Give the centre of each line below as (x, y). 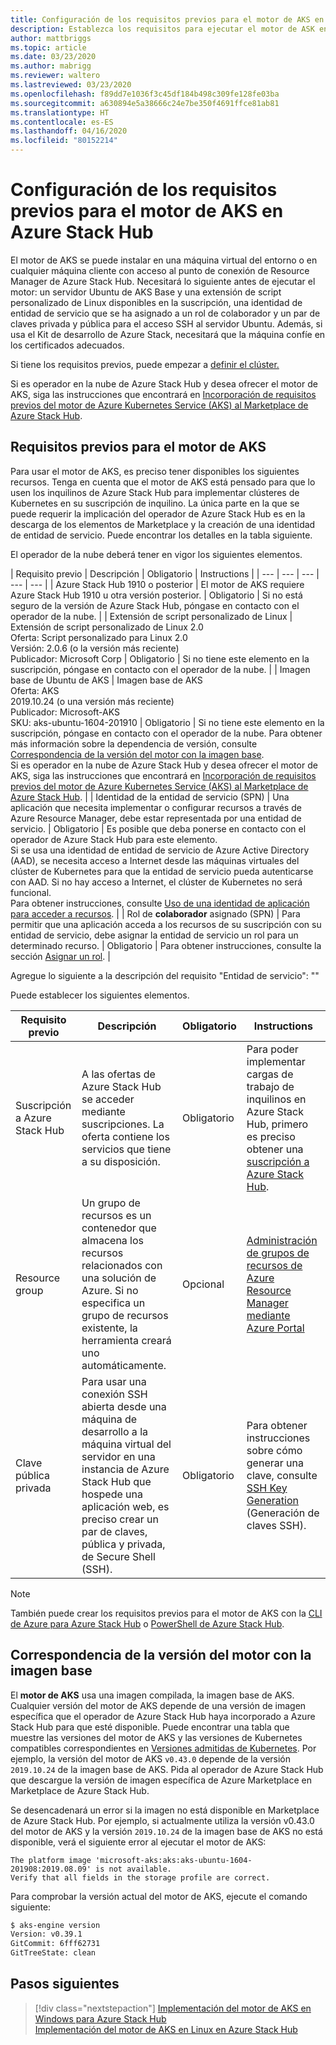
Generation (272, 1500)
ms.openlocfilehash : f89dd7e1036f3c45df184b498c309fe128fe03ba (145, 94)
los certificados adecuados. (67, 345)
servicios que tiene (126, 1149)
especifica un (113, 1303)
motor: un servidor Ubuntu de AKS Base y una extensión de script (146, 292)
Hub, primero (277, 1124)
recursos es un (116, 1215)
